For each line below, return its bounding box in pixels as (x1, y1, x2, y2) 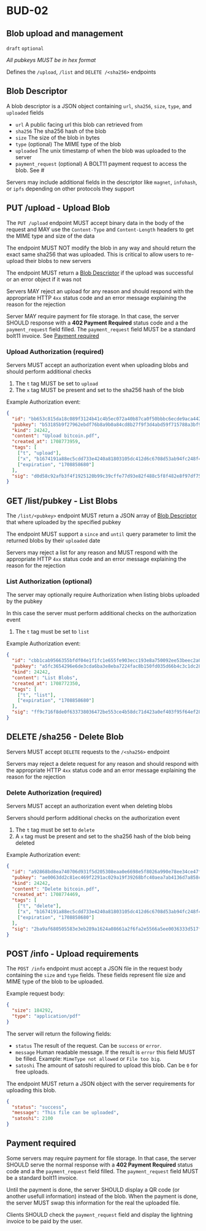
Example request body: (6, 990, 65, 997)
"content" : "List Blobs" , (12, 674, 78, 681)
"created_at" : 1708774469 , (12, 892, 81, 898)
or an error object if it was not (6, 275, 82, 283)
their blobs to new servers (25, 257, 91, 264)
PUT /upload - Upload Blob (6, 203, 110, 213)
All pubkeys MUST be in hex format (6, 57, 96, 63)
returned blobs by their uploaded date (6, 537, 101, 545)
